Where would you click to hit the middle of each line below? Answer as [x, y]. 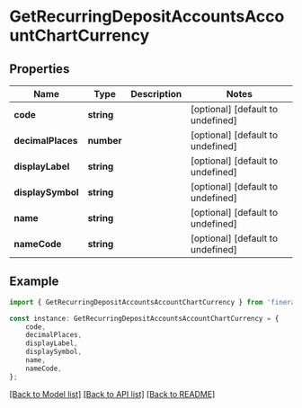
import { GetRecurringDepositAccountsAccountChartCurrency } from [136, 302]
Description [156, 94]
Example [34, 282]
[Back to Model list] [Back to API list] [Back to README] [112, 394]
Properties [40, 69]
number [105, 141]
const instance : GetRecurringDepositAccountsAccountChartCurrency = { [144, 318]
